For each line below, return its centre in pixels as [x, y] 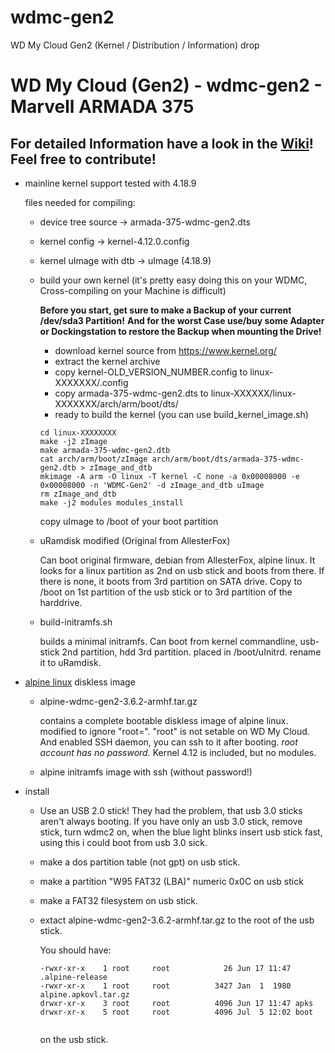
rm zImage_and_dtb [78, 494]
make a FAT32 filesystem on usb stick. [119, 900]
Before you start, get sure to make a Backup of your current [165, 310]
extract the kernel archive [107, 361]
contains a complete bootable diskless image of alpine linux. [164, 720]
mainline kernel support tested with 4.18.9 [110, 183]
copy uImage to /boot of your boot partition [129, 521]
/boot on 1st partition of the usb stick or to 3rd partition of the [166, 592]
